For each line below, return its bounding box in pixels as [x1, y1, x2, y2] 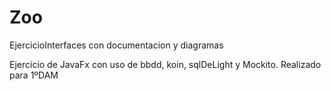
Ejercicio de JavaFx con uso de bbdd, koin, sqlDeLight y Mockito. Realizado [9, 58, 322, 70]
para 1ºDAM [9, 69, 59, 81]
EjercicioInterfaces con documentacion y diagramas [9, 39, 224, 51]
